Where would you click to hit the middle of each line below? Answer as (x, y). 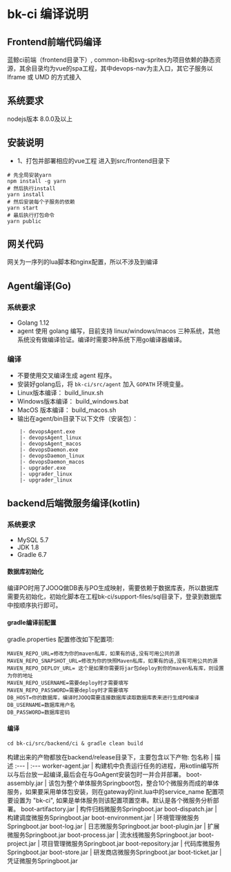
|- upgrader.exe (43, 468)
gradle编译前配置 (32, 622)
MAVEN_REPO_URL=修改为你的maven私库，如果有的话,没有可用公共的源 (94, 654)
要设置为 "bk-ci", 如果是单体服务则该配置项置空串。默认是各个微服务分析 (110, 800)
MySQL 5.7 (33, 540)
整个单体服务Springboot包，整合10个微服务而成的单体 (143, 783)
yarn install (26, 194)
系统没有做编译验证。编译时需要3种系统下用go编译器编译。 (101, 340)
